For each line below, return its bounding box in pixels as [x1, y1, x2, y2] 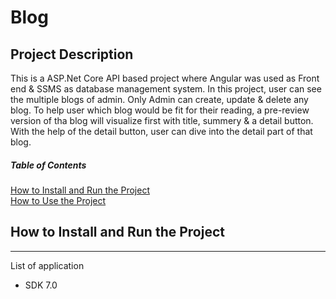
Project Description [10, 46, 134, 63]
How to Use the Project [10, 194, 107, 206]
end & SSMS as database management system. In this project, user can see [10, 83, 322, 95]
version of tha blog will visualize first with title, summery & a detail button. [10, 115, 314, 126]
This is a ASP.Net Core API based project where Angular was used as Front [10, 72, 320, 84]
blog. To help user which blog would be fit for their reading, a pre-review [10, 104, 310, 116]
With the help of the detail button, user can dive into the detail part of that [10, 126, 313, 137]
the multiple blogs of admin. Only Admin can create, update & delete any [10, 94, 309, 105]
